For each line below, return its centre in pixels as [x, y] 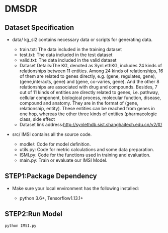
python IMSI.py [21, 225]
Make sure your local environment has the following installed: [75, 188]
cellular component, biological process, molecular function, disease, [90, 98]
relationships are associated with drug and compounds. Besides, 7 [89, 87]
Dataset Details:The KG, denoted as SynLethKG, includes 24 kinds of [91, 65]
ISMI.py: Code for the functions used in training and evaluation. [85, 155]
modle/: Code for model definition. [55, 144]
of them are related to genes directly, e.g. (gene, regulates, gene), [88, 76]
